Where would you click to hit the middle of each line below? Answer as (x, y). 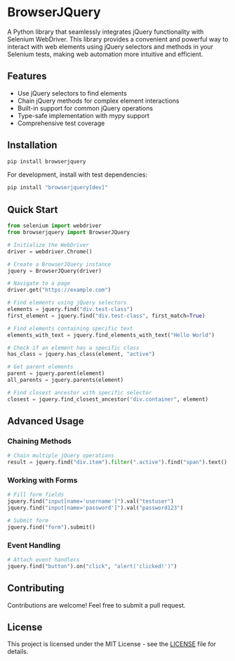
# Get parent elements (40, 367)
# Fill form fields (36, 495)
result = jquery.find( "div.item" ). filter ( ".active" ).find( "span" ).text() (117, 462)
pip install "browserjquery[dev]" (58, 188)
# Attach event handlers (43, 560)
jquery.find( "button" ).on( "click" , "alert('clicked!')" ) (92, 566)
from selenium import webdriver (54, 226)
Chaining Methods (39, 441)
